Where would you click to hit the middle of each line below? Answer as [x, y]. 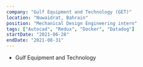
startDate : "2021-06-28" [38, 35]
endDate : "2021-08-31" [35, 40]
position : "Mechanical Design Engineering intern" [72, 23]
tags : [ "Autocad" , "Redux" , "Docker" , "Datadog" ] [71, 29]
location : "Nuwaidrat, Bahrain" [47, 18]
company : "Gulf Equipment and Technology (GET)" [69, 12]
